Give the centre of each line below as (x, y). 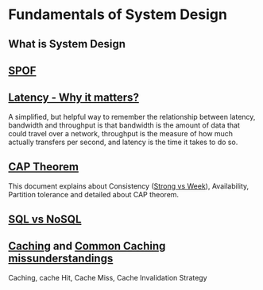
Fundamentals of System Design (118, 15)
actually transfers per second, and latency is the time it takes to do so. (123, 142)
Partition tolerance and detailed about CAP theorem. (94, 194)
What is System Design (67, 44)
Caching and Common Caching (87, 246)
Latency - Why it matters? (73, 98)
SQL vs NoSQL (45, 219)
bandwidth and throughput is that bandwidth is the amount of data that (124, 125)
